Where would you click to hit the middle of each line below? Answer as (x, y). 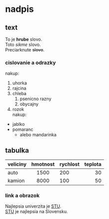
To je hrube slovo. (24, 39)
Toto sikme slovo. (23, 45)
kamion (16, 181)
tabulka (17, 150)
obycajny (29, 104)
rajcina (19, 88)
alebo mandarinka (38, 135)
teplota (93, 164)
